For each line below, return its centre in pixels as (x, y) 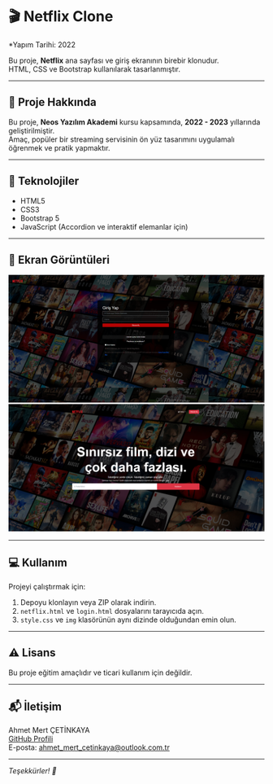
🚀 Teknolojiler (44, 181)
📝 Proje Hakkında (52, 102)
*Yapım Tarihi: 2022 (42, 44)
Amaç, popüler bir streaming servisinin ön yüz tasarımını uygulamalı (122, 139)
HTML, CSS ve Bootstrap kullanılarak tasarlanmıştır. (95, 69)
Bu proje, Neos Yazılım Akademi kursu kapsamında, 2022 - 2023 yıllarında (134, 122)
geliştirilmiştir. (32, 130)
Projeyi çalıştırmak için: (47, 586)
